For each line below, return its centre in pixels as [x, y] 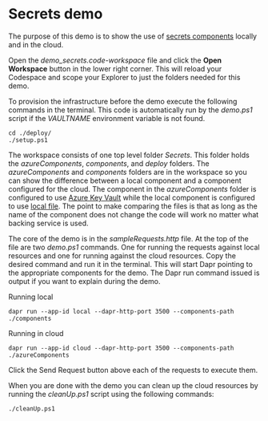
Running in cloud [36, 333]
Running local [31, 297]
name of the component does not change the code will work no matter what [134, 214]
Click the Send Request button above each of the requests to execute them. [133, 370]
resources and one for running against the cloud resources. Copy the [122, 255]
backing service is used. [48, 223]
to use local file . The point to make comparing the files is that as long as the [133, 206]
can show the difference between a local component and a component [125, 180]
